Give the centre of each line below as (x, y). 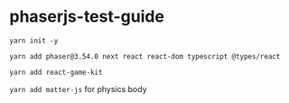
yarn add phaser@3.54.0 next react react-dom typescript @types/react (145, 56)
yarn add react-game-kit (56, 72)
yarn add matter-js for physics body (78, 89)
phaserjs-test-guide (87, 17)
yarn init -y (34, 41)
